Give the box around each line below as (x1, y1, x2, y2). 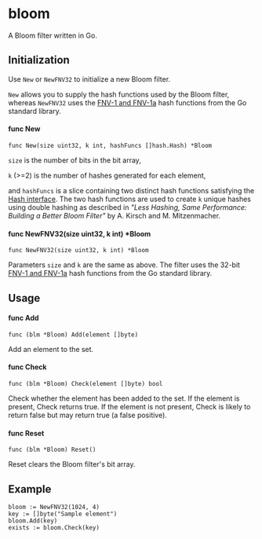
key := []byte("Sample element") (8, 510, 118, 518)
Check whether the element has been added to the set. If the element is (8, 394, 240, 403)
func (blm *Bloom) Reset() (8, 445, 96, 454)
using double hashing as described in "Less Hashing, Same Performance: (8, 202, 247, 212)
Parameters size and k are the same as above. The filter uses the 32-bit (8, 260, 241, 269)
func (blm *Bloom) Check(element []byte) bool (8, 379, 163, 387)
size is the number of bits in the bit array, (8, 155, 141, 165)
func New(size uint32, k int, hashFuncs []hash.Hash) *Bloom (8, 141, 213, 149)
